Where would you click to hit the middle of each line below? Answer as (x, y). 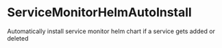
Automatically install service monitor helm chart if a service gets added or (111, 31)
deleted (18, 38)
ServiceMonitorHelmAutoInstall (99, 13)
